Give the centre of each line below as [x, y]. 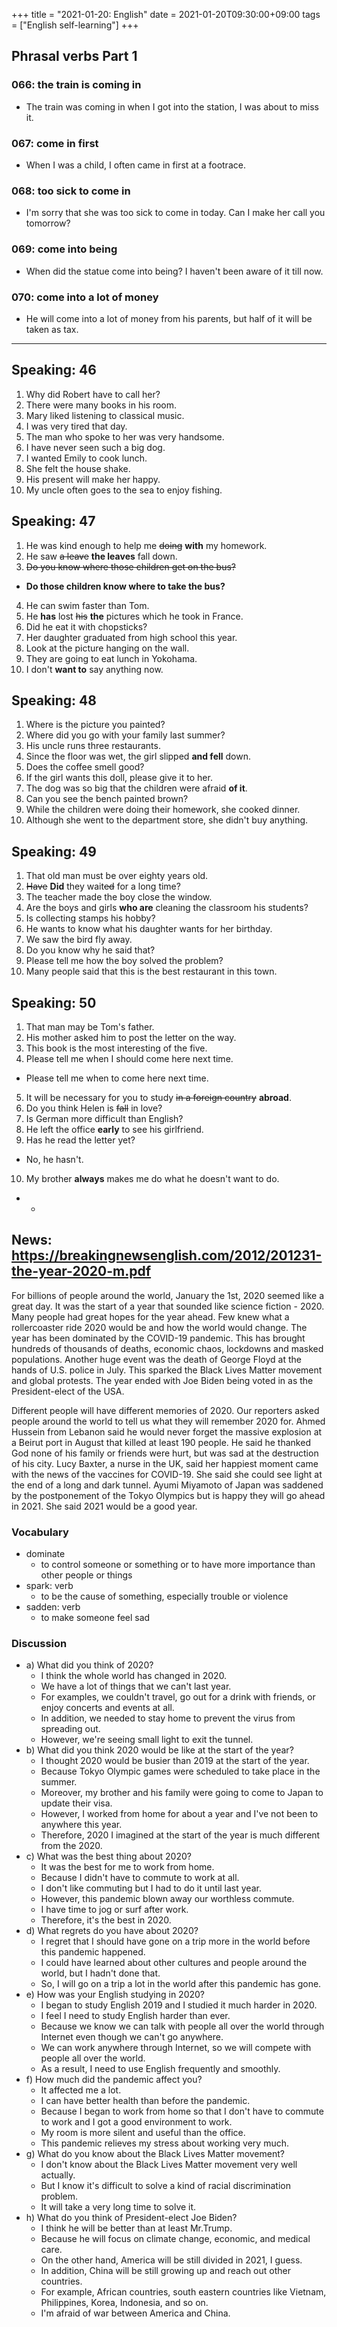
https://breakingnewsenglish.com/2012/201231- [167, 1255]
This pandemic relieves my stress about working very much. [164, 2143]
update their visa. [76, 1803]
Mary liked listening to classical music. [105, 415]
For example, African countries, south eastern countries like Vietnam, [183, 2292]
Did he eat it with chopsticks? [86, 626]
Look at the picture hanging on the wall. [107, 648]
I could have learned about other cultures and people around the [174, 1963]
